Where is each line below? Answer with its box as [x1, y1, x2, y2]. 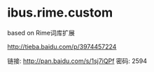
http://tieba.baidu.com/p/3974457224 [7, 42, 117, 51]
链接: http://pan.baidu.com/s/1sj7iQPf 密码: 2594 [7, 57, 148, 65]
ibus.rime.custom [7, 5, 113, 21]
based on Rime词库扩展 [7, 28, 76, 37]
